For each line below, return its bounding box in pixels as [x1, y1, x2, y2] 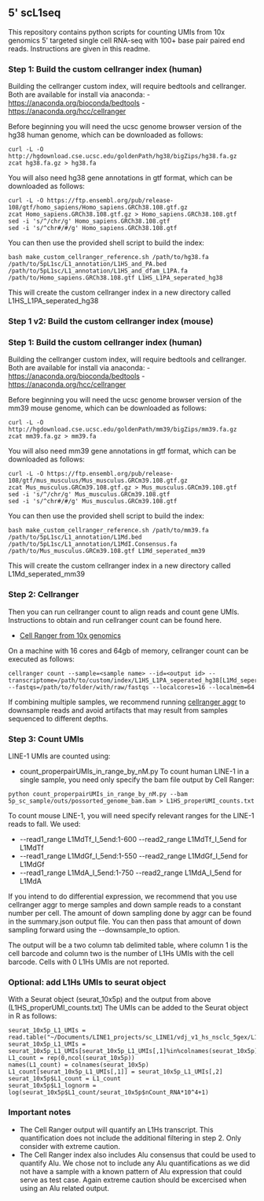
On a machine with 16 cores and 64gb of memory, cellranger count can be [8, 646, 249, 655]
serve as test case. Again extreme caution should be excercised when [19, 1175, 247, 1184]
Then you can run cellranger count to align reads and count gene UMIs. [8, 606, 240, 617]
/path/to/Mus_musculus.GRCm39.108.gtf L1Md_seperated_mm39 [8, 547, 206, 555]
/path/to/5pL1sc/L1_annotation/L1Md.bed [8, 533, 143, 542]
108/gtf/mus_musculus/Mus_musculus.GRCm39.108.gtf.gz [8, 476, 189, 485]
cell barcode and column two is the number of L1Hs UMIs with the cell [8, 948, 234, 958]
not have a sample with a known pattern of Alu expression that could [19, 1166, 242, 1176]
